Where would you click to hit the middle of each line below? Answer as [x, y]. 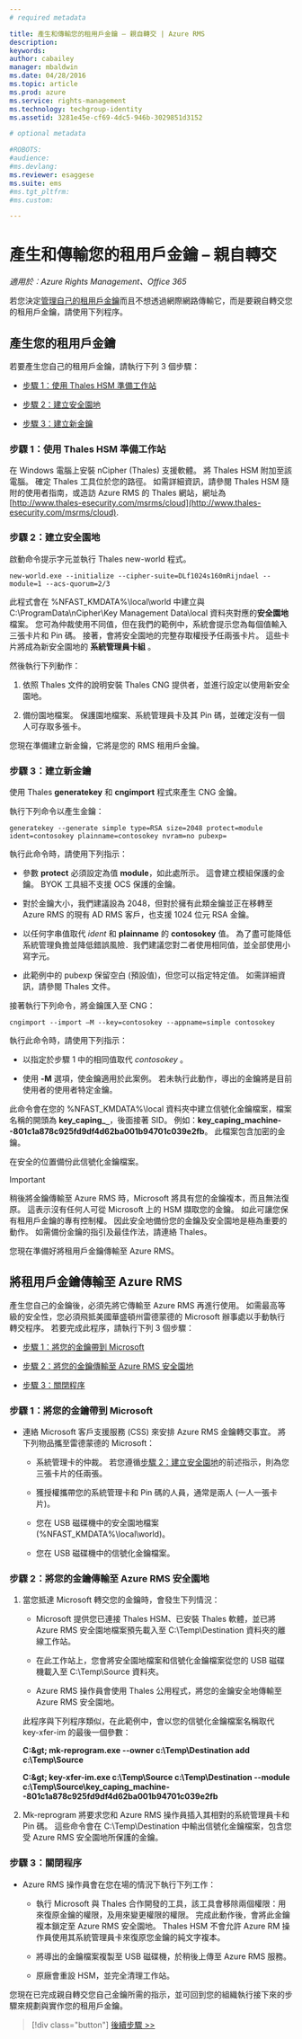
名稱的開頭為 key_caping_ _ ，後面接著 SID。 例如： [104, 1120]
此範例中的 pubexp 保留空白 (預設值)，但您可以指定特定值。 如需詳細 [150, 975]
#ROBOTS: [26, 150]
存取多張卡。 [62, 726]
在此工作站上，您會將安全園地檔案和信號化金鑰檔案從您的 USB [151, 1661]
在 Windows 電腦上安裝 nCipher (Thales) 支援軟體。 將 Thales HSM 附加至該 [151, 470]
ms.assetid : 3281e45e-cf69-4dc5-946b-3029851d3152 [106, 118]
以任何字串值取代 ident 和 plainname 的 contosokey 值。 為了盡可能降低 [157, 933]
